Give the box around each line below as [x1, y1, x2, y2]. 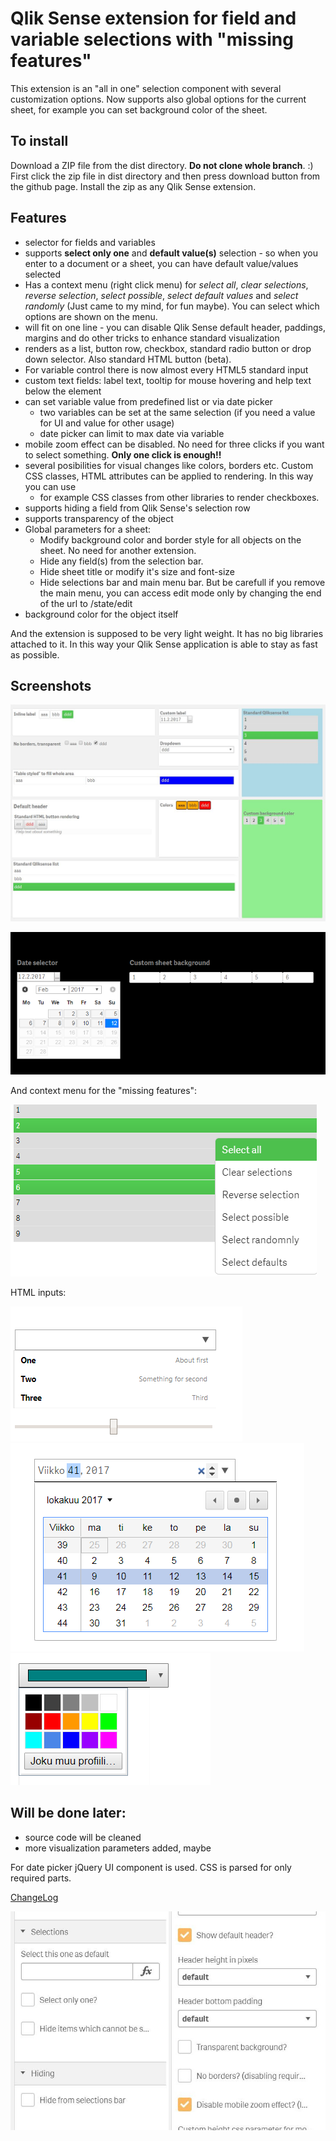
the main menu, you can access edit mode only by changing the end [39, 587, 322, 599]
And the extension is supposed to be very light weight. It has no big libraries [10, 627, 324, 639]
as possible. [10, 648, 60, 661]
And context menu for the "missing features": [10, 1085, 198, 1097]
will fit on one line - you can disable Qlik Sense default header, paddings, [24, 321, 326, 333]
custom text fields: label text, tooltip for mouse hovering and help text [24, 374, 312, 386]
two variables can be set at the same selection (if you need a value [39, 406, 316, 418]
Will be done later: [10, 1805, 127, 1822]
